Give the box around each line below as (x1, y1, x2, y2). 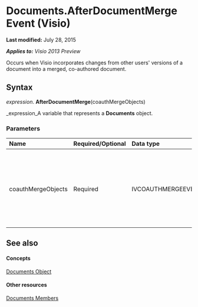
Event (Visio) (6, 17, 71, 30)
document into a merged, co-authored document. (6, 65, 127, 72)
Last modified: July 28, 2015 (6, 36, 77, 43)
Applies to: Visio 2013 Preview (6, 47, 81, 54)
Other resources (6, 282, 47, 289)
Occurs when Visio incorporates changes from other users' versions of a (6, 59, 183, 66)
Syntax (6, 83, 33, 93)
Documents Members (6, 294, 59, 302)
